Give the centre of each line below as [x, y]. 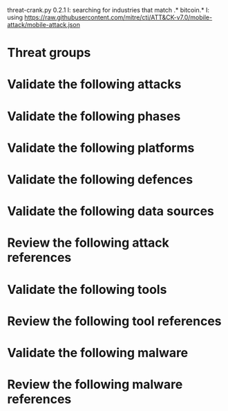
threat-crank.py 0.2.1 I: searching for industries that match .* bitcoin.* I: [108, 10]
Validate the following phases [94, 116]
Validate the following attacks [94, 84]
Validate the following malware [98, 352]
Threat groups [49, 53]
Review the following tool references [115, 321]
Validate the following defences [100, 179]
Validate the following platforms [101, 148]
